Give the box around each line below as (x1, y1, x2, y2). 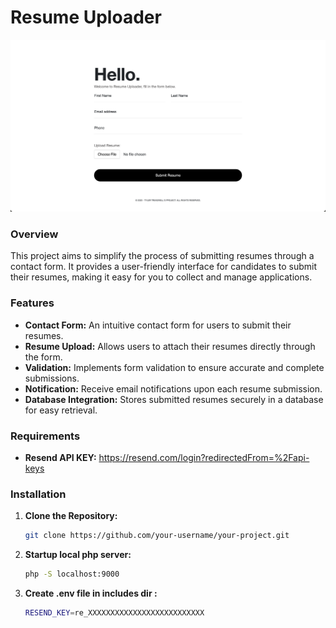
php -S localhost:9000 (24, 569, 120, 580)
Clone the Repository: (24, 510, 118, 522)
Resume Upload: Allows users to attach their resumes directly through (24, 340, 316, 352)
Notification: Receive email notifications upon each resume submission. (24, 382, 323, 395)
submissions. (24, 372, 80, 384)
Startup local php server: (24, 549, 132, 561)
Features (10, 296, 55, 310)
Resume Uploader (10, 6, 162, 29)
